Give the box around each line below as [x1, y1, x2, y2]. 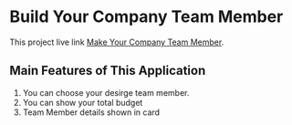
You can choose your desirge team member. [22, 87, 190, 98]
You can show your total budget [22, 97, 143, 108]
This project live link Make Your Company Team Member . [9, 36, 224, 47]
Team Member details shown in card [22, 107, 161, 118]
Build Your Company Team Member [9, 6, 284, 27]
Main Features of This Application [9, 63, 206, 78]
